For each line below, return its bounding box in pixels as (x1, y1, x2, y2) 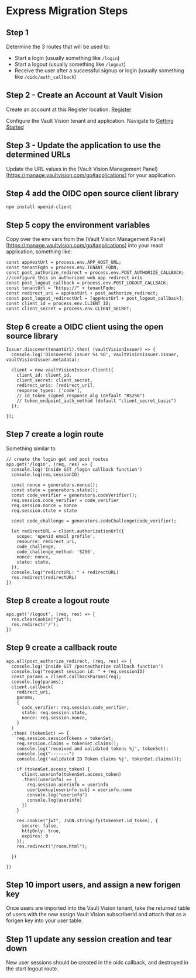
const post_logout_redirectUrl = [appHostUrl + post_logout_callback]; (6, 296, 184, 302)
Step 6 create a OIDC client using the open (6, 321, 164, 331)
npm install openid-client (6, 204, 72, 210)
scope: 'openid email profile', (16, 533, 95, 539)
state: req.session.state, (21, 709, 88, 715)
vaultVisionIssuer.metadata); (6, 357, 80, 363)
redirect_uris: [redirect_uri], (16, 383, 95, 388)
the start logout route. (6, 965, 59, 972)
